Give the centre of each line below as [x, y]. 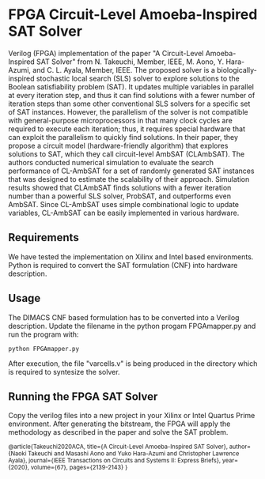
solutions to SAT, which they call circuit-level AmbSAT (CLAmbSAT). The [127, 154]
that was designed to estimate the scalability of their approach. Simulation [129, 179]
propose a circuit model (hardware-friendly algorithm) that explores [118, 145]
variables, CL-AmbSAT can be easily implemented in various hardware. [124, 213]
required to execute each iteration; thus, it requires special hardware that [127, 129]
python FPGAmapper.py [44, 349]
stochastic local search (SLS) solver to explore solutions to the [138, 78]
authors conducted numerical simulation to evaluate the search [111, 162]
